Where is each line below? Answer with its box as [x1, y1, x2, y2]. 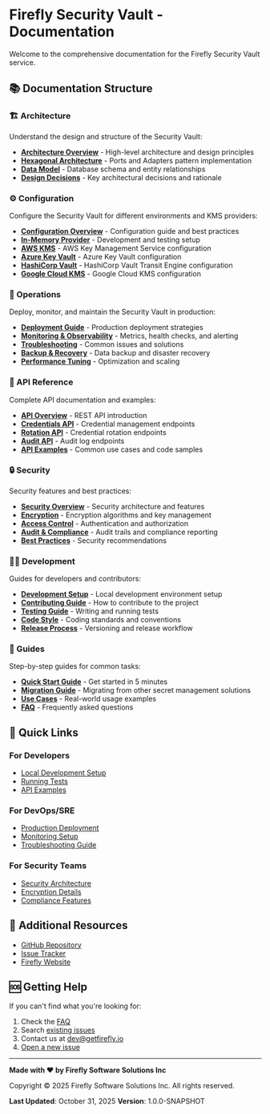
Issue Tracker [20, 948, 66, 958]
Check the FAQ [20, 1017, 71, 1027]
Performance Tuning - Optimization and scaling [20, 356, 180, 366]
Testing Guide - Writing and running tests [20, 606, 159, 616]
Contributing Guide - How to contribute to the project [20, 598, 199, 608]
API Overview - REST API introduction [20, 410, 147, 420]
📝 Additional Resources [9, 919, 128, 932]
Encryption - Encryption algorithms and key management [20, 510, 212, 520]
